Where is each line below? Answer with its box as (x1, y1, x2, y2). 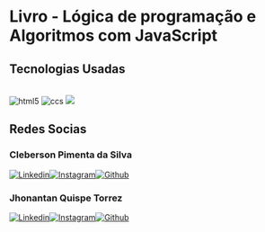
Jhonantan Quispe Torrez (9, 192, 123, 204)
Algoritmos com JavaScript (9, 25, 218, 46)
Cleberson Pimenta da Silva (9, 148, 133, 161)
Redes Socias (9, 121, 87, 137)
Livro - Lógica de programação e (9, 6, 257, 27)
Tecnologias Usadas (9, 61, 126, 76)
